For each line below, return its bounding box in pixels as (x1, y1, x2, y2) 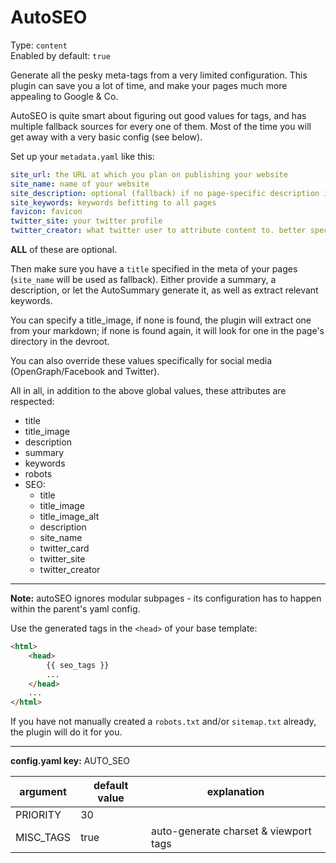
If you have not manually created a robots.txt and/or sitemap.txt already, (10, 716, 317, 728)
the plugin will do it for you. (10, 726, 123, 738)
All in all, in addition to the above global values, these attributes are (10, 385, 287, 397)
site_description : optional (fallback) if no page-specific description (10, 188, 320, 198)
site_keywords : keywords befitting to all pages (10, 197, 217, 208)
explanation (206, 785, 265, 799)
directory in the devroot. (10, 336, 110, 348)
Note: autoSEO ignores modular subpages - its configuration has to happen (10, 592, 322, 605)
